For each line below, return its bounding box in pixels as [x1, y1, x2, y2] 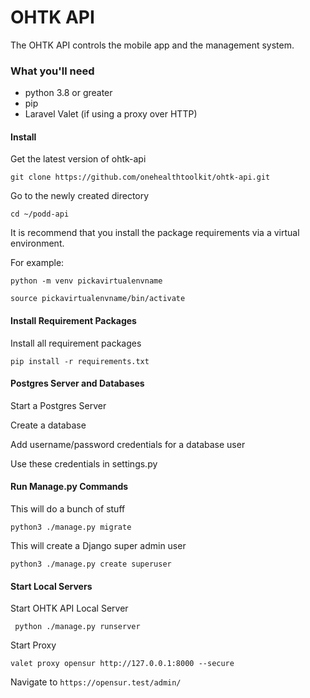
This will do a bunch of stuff [10, 503, 126, 515]
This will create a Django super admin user [10, 540, 187, 552]
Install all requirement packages [10, 337, 142, 349]
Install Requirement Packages [10, 315, 137, 327]
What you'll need [10, 64, 95, 78]
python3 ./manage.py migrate [10, 522, 132, 533]
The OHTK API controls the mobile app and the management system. [10, 39, 295, 51]
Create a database [10, 419, 87, 431]
